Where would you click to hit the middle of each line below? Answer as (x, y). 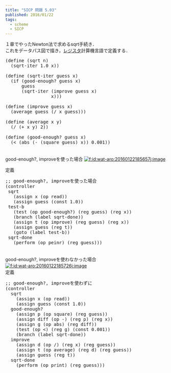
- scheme (19, 24)
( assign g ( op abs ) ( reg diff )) (56, 324)
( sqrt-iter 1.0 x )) (35, 66)
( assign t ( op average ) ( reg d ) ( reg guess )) (74, 350)
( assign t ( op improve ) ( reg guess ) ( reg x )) (71, 222)
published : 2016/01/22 (29, 15)
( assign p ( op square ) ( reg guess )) (62, 314)
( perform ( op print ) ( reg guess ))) (60, 365)
